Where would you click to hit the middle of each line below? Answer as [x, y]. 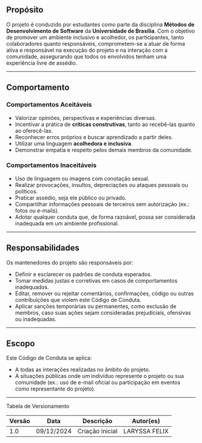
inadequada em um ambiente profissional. [67, 223]
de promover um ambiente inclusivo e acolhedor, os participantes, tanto [95, 37]
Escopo [20, 344]
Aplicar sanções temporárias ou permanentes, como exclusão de [96, 306]
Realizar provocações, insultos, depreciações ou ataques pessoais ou [101, 185]
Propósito [25, 10]
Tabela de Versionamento [38, 406]
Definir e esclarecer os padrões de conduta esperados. [83, 274]
